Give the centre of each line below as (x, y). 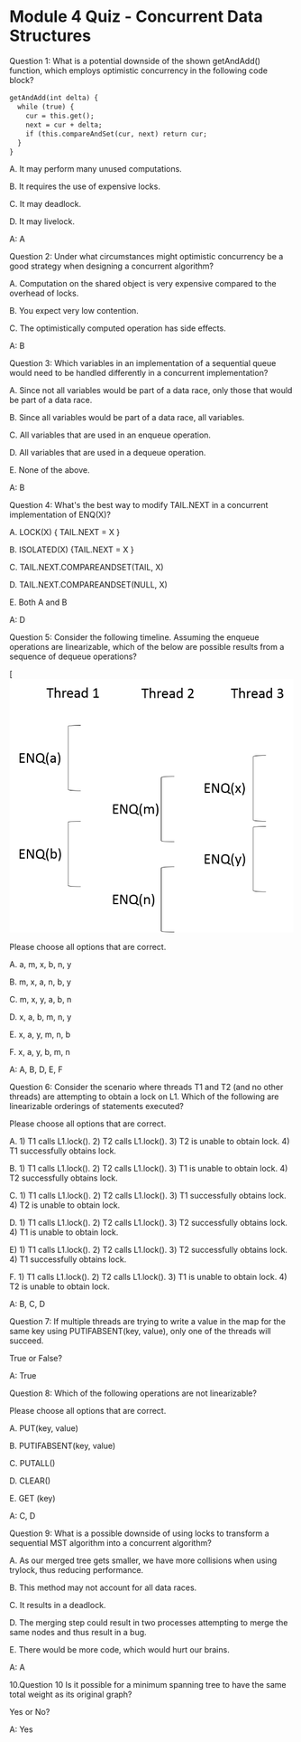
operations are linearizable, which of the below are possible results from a (147, 646)
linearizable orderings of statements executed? (97, 1106)
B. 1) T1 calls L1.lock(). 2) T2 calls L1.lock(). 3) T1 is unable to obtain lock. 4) (149, 1168)
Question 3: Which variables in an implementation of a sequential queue (143, 363)
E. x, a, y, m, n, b (40, 1034)
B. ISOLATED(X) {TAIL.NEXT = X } (72, 550)
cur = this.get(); (60, 116)
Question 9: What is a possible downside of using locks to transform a (139, 1533)
